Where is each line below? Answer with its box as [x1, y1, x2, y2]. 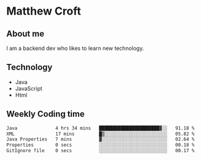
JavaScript [15, 85, 43, 92]
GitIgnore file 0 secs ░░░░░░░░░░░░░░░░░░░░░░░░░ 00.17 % [6, 148, 195, 154]
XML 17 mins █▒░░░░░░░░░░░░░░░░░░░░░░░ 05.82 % [6, 131, 195, 137]
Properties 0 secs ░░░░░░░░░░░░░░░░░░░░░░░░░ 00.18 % [6, 142, 195, 148]
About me [6, 29, 44, 39]
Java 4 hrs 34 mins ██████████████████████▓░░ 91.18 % [6, 125, 195, 131]
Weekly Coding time [6, 109, 85, 119]
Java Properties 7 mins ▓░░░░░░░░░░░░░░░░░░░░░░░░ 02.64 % [6, 136, 195, 142]
